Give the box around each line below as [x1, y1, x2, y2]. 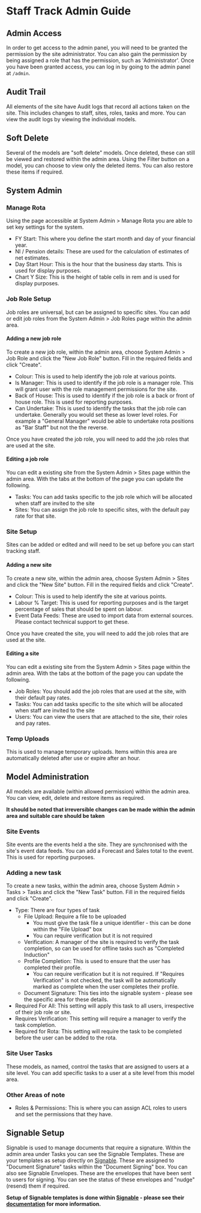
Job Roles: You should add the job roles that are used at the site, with [14, 688, 187, 695]
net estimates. [14, 254, 50, 262]
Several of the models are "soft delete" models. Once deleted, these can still [6, 149, 195, 156]
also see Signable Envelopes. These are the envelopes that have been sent [6, 1169, 192, 1176]
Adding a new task [6, 869, 62, 877]
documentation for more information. [6, 1200, 101, 1208]
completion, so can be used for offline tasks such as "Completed [23, 945, 185, 952]
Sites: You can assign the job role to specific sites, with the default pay [14, 506, 190, 513]
